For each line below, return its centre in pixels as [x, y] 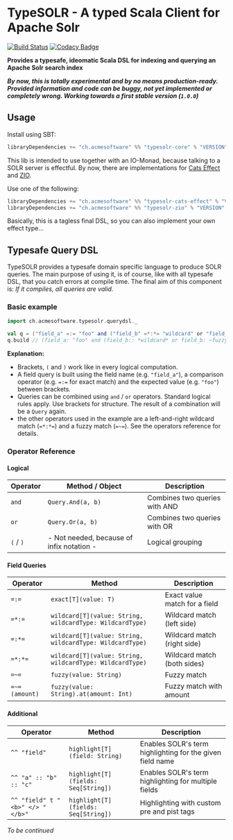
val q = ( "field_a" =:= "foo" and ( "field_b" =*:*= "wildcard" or [105, 334]
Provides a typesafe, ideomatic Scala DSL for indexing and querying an [112, 60]
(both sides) [184, 664]
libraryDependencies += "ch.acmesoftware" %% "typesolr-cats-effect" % [113, 201]
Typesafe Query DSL [53, 250]
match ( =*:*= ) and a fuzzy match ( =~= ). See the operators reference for [119, 426]
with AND [163, 507]
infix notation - [72, 546]
